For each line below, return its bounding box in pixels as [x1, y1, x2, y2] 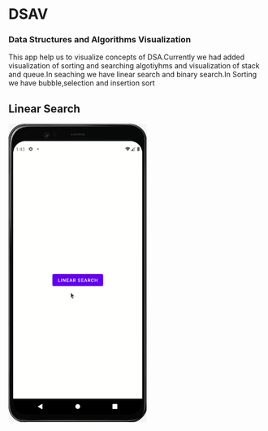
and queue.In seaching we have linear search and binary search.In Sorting [8, 70, 257, 80]
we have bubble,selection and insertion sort [8, 78, 155, 88]
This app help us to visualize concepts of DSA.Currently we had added [8, 52, 245, 62]
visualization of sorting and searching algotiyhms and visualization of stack [8, 61, 260, 71]
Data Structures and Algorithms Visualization [8, 34, 192, 46]
